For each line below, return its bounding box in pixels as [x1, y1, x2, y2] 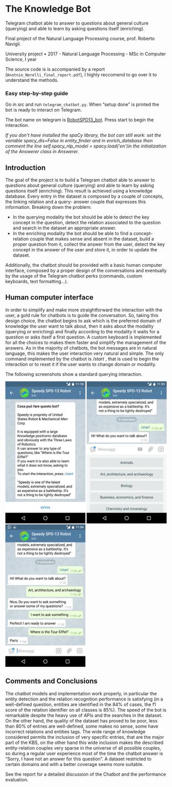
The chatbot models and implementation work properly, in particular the [5, 690, 157, 696]
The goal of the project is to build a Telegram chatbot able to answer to [5, 177, 155, 183]
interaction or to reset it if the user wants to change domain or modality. [5, 361, 157, 367]
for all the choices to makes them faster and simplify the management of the [5, 339, 166, 346]
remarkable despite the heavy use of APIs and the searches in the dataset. [5, 712, 163, 718]
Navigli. [5, 40, 21, 47]
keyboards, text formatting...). [5, 279, 68, 285]
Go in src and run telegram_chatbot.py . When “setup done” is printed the [5, 101, 160, 108]
